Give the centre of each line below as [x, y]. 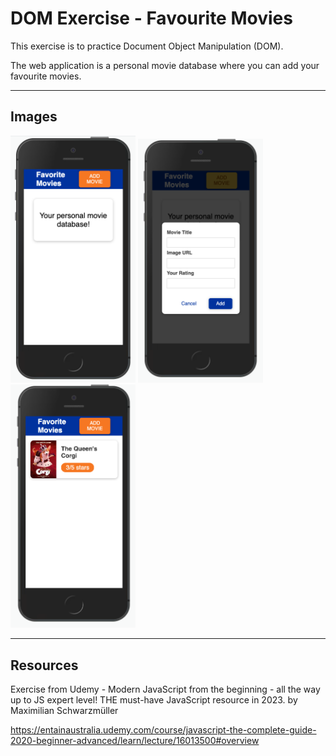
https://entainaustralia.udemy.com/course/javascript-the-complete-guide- [163, 729]
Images [34, 117]
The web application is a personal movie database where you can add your [165, 65]
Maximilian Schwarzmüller [64, 710]
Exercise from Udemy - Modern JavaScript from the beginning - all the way [165, 689]
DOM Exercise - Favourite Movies [151, 18]
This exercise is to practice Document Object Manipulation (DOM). [147, 46]
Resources [44, 665]
